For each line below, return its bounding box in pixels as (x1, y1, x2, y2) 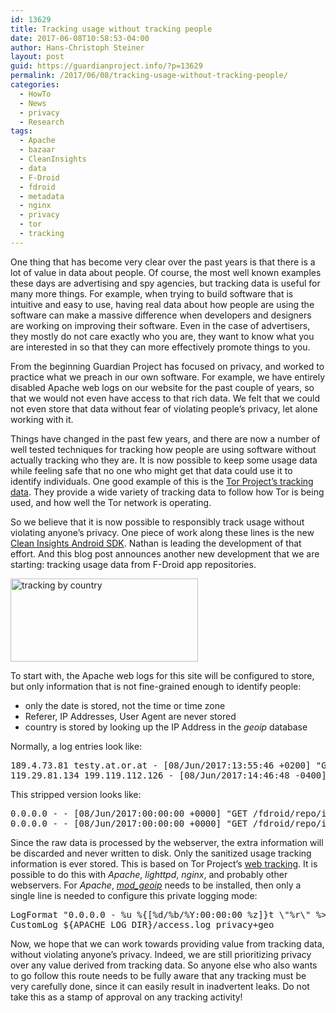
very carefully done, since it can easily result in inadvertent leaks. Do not (10, 980, 310, 992)
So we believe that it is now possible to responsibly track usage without (10, 516, 305, 528)
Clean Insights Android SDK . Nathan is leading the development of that (10, 537, 302, 549)
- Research (19, 117, 65, 127)
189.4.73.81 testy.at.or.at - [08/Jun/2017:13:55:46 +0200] (10, 759, 312, 771)
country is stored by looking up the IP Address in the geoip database (24, 721, 308, 733)
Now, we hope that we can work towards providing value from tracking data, (10, 937, 325, 950)
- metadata (19, 191, 65, 201)
